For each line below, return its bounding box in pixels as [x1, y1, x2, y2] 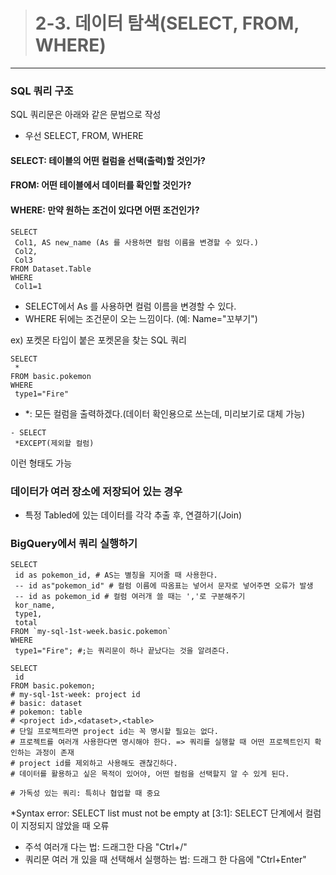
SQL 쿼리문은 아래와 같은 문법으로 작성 [10, 109, 162, 121]
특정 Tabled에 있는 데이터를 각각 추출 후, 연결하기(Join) [24, 509, 243, 521]
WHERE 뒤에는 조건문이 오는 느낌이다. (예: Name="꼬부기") [24, 312, 258, 324]
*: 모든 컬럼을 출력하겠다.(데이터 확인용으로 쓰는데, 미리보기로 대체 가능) [24, 407, 306, 419]
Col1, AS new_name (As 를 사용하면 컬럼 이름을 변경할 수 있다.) [14, 237, 259, 248]
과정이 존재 [34, 748, 75, 758]
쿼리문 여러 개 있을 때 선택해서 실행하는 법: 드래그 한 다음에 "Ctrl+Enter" [24, 854, 307, 866]
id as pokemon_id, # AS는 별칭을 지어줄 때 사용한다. [14, 570, 218, 581]
